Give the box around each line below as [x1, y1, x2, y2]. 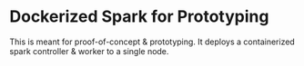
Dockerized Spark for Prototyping [9, 6, 269, 27]
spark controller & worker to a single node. [9, 45, 169, 56]
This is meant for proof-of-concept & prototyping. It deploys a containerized [9, 36, 296, 47]
